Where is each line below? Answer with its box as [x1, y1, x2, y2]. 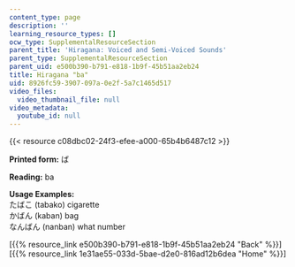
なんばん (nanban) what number [9, 222, 126, 233]
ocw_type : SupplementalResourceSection [9, 37, 156, 47]
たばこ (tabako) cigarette [9, 200, 100, 210]
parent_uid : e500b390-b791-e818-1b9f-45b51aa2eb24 [9, 63, 200, 72]
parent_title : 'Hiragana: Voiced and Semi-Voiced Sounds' [9, 46, 227, 55]
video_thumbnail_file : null [17, 95, 121, 104]
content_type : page [9, 12, 81, 22]
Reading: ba [9, 172, 55, 182]
